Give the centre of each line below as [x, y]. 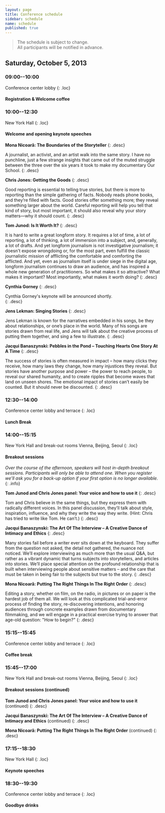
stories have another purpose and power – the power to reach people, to [79, 371]
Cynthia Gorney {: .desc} [31, 286]
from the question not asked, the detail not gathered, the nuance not [74, 548]
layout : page [18, 10]
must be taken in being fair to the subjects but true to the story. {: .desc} [78, 575]
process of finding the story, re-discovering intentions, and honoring [75, 604]
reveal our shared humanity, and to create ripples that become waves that [80, 376]
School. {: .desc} [22, 170]
